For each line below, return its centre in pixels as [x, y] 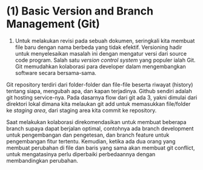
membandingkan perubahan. [42, 160]
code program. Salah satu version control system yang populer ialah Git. [105, 60]
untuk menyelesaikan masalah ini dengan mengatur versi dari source [101, 53]
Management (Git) [53, 24]
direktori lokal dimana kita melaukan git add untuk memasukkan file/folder [98, 103]
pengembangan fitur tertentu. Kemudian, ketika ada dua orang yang [91, 141]
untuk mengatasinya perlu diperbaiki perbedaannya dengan [81, 154]
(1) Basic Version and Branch [80, 11]
